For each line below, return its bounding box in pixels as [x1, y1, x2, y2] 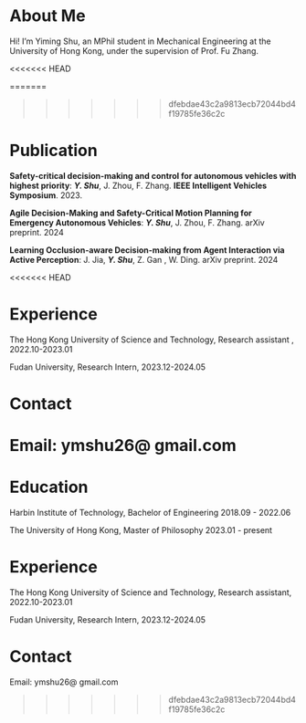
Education [9, 477, 89, 498]
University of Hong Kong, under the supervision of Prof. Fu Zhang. [9, 45, 259, 56]
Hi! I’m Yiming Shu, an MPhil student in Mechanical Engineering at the [9, 36, 271, 47]
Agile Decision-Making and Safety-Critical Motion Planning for [9, 207, 253, 218]
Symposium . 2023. [9, 189, 83, 201]
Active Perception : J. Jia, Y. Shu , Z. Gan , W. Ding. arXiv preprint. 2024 [9, 254, 279, 265]
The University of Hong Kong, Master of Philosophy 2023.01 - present [9, 525, 272, 536]
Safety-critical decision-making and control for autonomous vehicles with [9, 170, 297, 181]
